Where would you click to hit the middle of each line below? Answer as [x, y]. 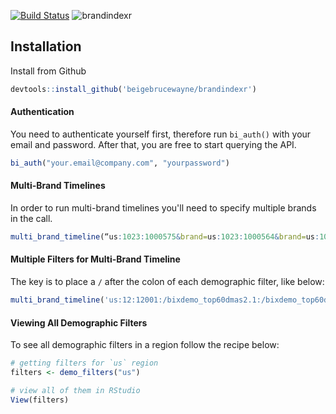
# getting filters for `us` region [84, 363]
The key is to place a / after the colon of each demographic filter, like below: [167, 282]
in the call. [31, 218]
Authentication [42, 112]
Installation [46, 46]
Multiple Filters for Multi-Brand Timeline [95, 259]
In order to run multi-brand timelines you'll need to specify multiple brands [163, 207]
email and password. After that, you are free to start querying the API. [153, 144]
